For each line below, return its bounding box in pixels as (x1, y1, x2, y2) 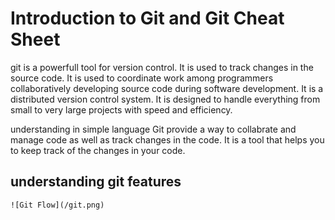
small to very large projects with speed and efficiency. (10, 103, 233, 116)
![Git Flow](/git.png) (10, 200, 105, 210)
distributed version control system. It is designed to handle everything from (10, 93, 321, 105)
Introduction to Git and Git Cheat (10, 7, 285, 30)
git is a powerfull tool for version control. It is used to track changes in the (10, 61, 314, 73)
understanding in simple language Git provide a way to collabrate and (10, 123, 297, 135)
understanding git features (10, 173, 182, 191)
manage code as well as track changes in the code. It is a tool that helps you (10, 133, 325, 146)
